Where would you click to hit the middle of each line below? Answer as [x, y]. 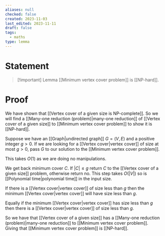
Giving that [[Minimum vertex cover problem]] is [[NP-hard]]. [67, 228]
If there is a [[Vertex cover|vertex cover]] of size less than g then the [75, 188]
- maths [18, 37]
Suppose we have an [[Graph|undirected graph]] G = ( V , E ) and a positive [80, 138]
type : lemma [17, 42]
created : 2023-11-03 [26, 19]
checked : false [21, 14]
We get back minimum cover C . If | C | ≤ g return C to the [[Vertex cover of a [82, 168]
